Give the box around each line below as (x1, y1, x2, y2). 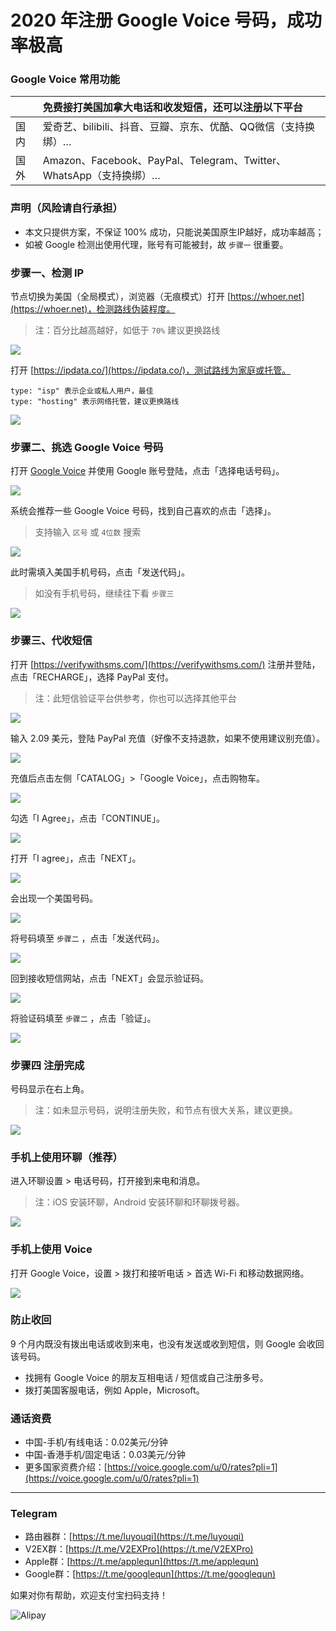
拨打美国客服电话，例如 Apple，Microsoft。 (24, 1384, 205, 1396)
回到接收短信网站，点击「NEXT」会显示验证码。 (10, 972, 209, 984)
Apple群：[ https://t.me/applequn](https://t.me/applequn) (24, 1556, 260, 1568)
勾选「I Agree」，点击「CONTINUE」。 (10, 812, 165, 824)
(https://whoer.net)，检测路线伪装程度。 (10, 303, 176, 315)
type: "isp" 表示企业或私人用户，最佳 (10, 386, 154, 396)
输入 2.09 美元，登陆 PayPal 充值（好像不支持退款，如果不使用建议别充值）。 (10, 732, 326, 744)
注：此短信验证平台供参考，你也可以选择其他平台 (34, 692, 237, 704)
